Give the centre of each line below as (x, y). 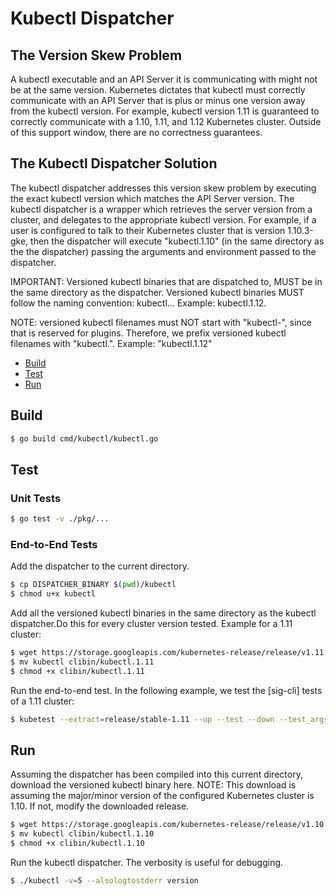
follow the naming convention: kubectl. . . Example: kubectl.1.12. (138, 303)
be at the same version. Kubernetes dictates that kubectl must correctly (158, 90)
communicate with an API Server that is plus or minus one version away (158, 100)
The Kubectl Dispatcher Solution (114, 163)
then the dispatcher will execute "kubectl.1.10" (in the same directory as (177, 241)
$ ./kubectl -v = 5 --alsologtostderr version (104, 881)
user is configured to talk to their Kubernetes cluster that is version (148, 230)
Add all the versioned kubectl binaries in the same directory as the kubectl (163, 613)
